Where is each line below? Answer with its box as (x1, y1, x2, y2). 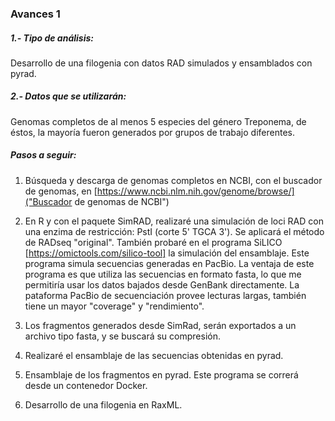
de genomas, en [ (24, 185, 98, 197)
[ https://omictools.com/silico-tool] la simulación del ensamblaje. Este (24, 247, 310, 259)
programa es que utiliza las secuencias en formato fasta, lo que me (24, 268, 302, 280)
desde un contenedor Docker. (24, 379, 148, 391)
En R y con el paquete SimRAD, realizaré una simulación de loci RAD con (24, 215, 324, 227)
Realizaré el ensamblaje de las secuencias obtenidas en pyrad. (24, 349, 284, 361)
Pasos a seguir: (10, 149, 77, 161)
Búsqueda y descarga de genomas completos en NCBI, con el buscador (24, 174, 323, 186)
